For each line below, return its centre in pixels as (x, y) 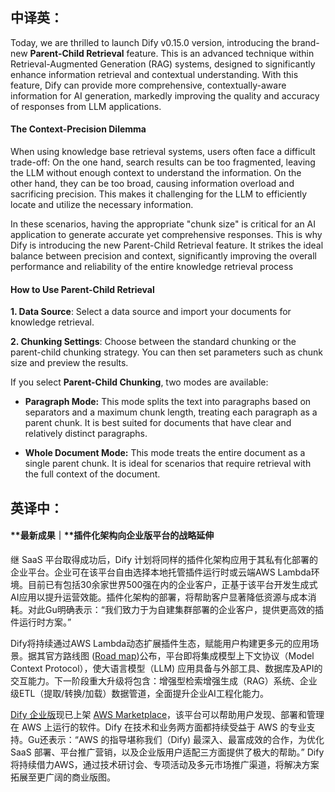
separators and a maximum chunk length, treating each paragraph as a (171, 412)
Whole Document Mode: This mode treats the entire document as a (165, 453)
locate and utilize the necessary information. (102, 205)
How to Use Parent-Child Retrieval (82, 289)
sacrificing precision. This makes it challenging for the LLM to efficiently (159, 194)
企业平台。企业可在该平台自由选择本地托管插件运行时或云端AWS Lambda (161, 572)
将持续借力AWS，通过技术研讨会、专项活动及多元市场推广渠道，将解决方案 (165, 764)
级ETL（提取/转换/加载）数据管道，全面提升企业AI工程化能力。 (139, 693)
